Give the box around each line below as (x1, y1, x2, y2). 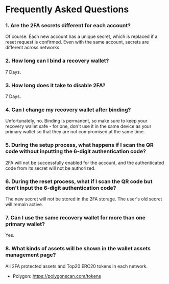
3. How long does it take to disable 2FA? (5, 82, 106, 89)
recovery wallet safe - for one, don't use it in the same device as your (5, 123, 152, 129)
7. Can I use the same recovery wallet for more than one (5, 214, 146, 221)
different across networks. (5, 45, 61, 51)
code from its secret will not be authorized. (5, 165, 96, 171)
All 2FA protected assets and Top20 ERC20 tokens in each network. (5, 263, 148, 269)
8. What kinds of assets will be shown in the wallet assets (5, 245, 151, 252)
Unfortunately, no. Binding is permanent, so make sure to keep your (5, 118, 148, 124)
